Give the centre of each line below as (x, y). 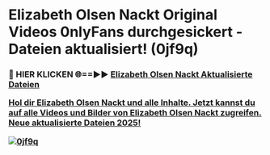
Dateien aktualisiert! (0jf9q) (103, 49)
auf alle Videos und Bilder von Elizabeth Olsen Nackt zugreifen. (135, 113)
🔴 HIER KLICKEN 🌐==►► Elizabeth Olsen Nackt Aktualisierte (131, 74)
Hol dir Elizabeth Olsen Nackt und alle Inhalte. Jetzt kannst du (132, 103)
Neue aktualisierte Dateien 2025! (75, 123)
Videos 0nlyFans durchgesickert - (126, 32)
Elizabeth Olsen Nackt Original (113, 15)
